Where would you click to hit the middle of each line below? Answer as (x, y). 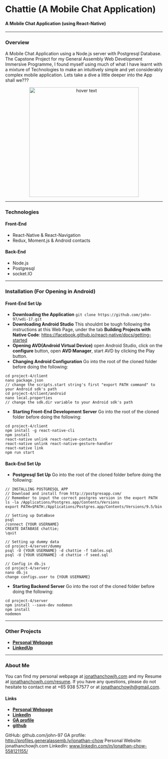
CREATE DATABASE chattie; (32, 529)
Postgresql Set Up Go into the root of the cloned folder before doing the (87, 475)
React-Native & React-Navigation (46, 235)
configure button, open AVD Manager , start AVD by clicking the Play (83, 351)
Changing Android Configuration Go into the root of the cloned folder (85, 362)
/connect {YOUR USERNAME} (32, 524)
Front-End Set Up (23, 303)
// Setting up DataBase (30, 516)
